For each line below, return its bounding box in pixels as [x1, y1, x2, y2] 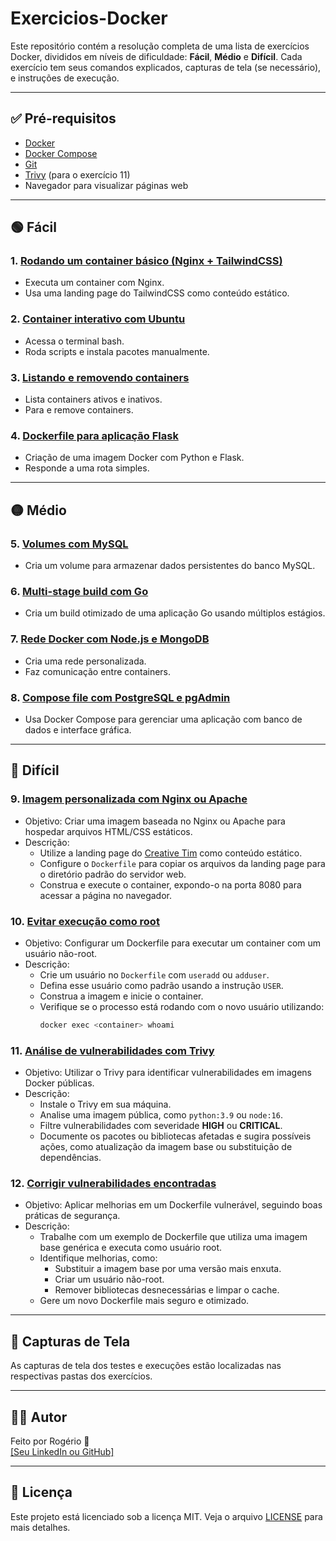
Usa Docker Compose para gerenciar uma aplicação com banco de [24, 713, 303, 725]
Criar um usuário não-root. [54, 1273, 165, 1286]
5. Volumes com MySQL [10, 537, 129, 551]
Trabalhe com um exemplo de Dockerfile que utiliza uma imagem [39, 1231, 308, 1243]
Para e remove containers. [24, 404, 134, 416]
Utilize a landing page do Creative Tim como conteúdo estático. [39, 847, 303, 859]
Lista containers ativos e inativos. [24, 393, 163, 406]
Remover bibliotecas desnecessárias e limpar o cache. [54, 1284, 280, 1296]
